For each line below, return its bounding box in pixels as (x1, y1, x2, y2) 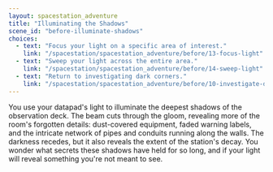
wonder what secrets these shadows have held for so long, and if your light (8, 145, 261, 155)
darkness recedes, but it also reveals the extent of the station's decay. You (8, 136, 258, 146)
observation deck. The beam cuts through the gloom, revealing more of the (8, 110, 260, 120)
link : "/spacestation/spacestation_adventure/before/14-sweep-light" (23, 65, 264, 73)
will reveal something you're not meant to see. (8, 153, 163, 163)
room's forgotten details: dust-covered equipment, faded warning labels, (8, 119, 252, 129)
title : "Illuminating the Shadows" (8, 19, 129, 28)
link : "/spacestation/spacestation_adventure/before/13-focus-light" (23, 49, 264, 58)
